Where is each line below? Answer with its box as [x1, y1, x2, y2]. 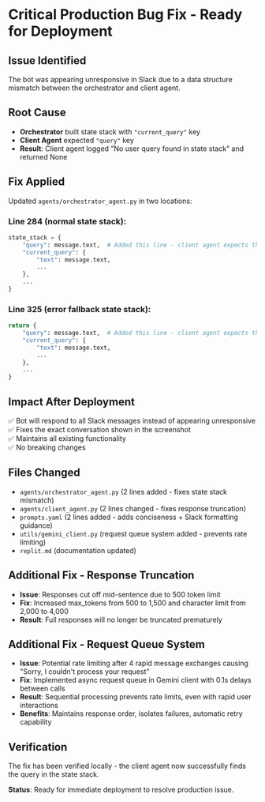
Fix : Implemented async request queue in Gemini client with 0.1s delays [19, 676, 252, 685]
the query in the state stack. [8, 770, 99, 779]
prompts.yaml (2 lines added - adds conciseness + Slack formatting [19, 512, 239, 521]
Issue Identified [8, 54, 87, 67]
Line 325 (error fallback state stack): [8, 303, 151, 314]
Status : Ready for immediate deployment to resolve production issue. [8, 785, 234, 795]
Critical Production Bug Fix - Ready [8, 6, 243, 24]
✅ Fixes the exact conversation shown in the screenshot [8, 425, 192, 435]
